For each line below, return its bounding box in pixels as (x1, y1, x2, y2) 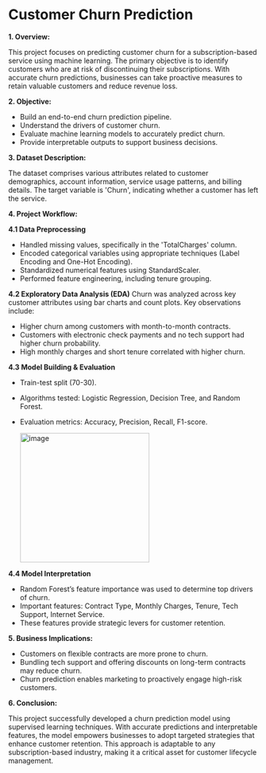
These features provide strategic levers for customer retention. (19, 618, 226, 627)
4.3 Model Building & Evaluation (8, 362, 116, 372)
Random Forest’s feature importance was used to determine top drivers (19, 584, 253, 594)
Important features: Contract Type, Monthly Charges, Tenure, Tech (19, 601, 238, 611)
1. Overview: (8, 32, 50, 41)
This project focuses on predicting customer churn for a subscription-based (8, 47, 257, 57)
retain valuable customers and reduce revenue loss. (8, 81, 178, 91)
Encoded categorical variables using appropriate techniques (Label (19, 248, 240, 258)
